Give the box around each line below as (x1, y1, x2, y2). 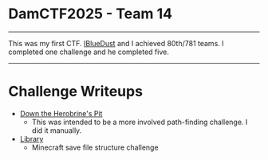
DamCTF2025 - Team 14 (8, 5, 173, 23)
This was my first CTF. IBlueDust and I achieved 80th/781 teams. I (8, 38, 225, 48)
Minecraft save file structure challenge (31, 142, 159, 152)
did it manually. (31, 125, 82, 135)
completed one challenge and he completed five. (8, 47, 169, 57)
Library (19, 134, 44, 143)
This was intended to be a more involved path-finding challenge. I (31, 117, 248, 127)
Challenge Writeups (8, 83, 144, 100)
